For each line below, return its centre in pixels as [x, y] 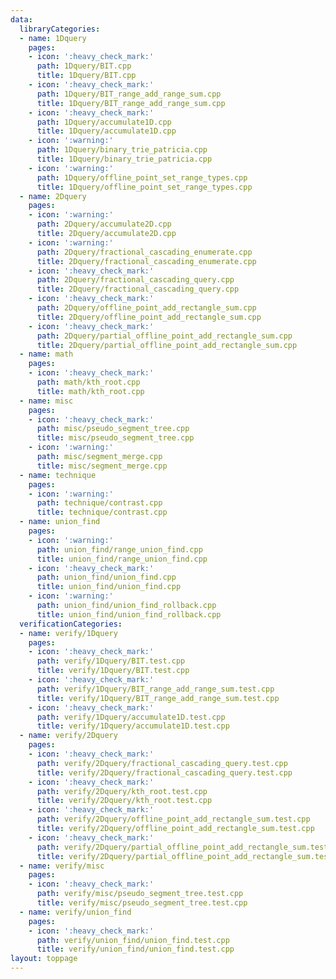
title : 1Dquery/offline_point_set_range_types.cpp [144, 187]
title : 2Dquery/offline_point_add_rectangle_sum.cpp [149, 317]
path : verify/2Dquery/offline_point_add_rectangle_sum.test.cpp [173, 819]
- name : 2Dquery [53, 196]
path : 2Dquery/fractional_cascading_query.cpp [135, 280]
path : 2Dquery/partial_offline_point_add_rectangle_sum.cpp [164, 336]
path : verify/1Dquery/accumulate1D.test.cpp [131, 717]
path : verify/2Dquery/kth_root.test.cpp [122, 791]
